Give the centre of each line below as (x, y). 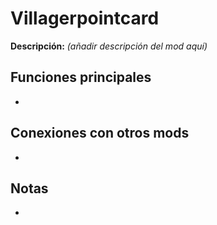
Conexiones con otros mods (100, 133)
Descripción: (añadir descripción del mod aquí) (109, 46)
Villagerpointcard (85, 18)
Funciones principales (81, 77)
